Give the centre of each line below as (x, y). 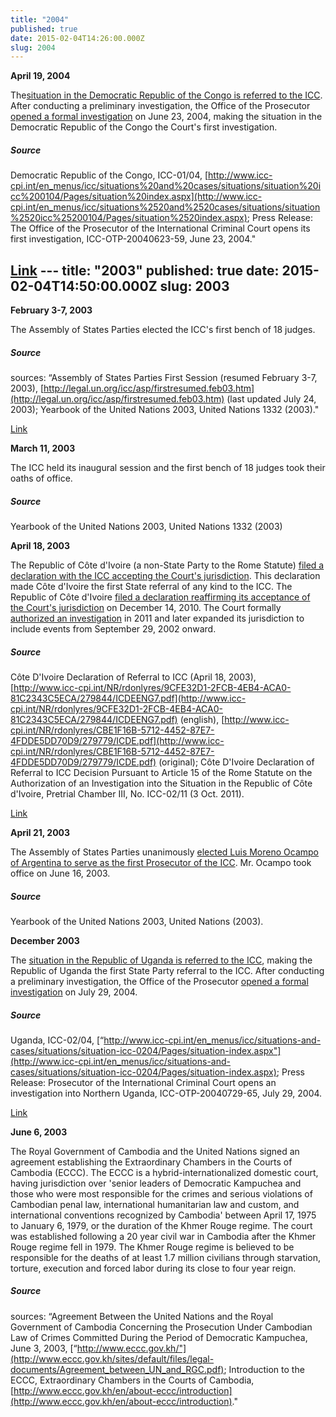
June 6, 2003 (39, 1132)
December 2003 (45, 940)
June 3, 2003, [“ (44, 1348)
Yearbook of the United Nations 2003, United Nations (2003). (137, 921)
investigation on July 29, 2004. (74, 992)
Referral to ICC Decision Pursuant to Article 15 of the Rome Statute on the (161, 772)
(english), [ (202, 719)
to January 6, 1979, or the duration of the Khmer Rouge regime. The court (161, 1225)
